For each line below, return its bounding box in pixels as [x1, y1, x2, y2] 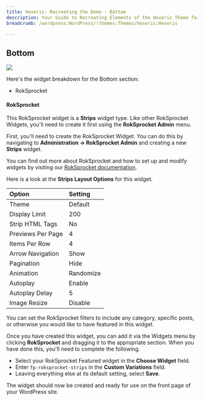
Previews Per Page [9, 230, 63, 238]
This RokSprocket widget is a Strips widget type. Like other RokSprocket [6, 115, 189, 122]
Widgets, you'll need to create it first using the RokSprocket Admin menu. [6, 121, 192, 128]
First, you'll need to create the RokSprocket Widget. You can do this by [6, 133, 183, 140]
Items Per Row [9, 240, 50, 248]
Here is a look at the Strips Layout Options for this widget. [6, 175, 153, 183]
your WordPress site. [6, 388, 59, 396]
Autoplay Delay [9, 289, 53, 297]
